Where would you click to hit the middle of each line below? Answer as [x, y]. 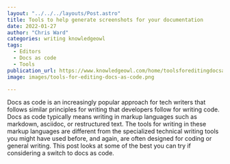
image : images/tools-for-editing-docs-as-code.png [81, 77]
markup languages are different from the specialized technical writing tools [113, 131]
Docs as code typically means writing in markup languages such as [102, 117]
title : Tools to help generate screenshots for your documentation [105, 20]
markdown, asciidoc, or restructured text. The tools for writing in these [107, 124]
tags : [15, 45]
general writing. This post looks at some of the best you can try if [99, 146]
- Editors [27, 52]
